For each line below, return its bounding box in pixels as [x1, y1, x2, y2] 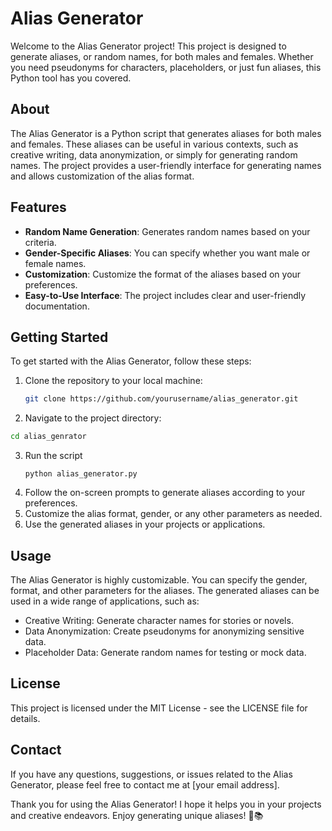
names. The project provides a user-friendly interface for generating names [10, 159, 322, 171]
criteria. [24, 236, 57, 248]
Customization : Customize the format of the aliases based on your [24, 268, 302, 280]
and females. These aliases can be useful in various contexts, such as [10, 138, 299, 150]
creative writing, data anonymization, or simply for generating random [10, 148, 298, 161]
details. [10, 712, 41, 724]
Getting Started [10, 328, 109, 346]
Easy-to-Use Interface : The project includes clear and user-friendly [24, 289, 307, 301]
